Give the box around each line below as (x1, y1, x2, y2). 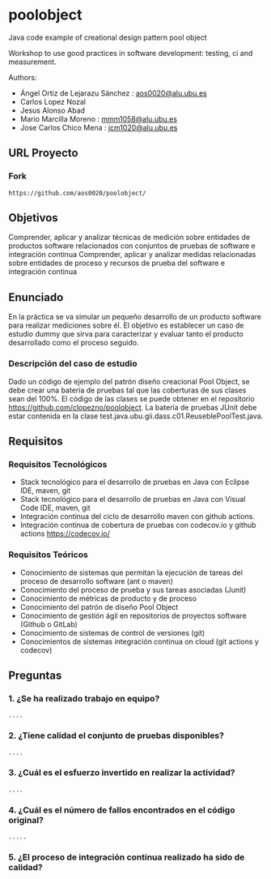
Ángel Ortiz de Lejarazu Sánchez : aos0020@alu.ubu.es (19, 88, 208, 98)
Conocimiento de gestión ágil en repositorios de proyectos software (19, 611, 247, 620)
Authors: (8, 72, 37, 82)
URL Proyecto (8, 146, 78, 160)
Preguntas (8, 668, 62, 682)
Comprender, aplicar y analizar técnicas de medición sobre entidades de (8, 233, 251, 242)
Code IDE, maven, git (19, 503, 91, 512)
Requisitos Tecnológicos (8, 458, 108, 470)
